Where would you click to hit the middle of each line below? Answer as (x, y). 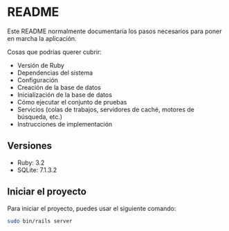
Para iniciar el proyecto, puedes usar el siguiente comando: (92, 208)
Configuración (38, 80)
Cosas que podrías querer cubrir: (55, 52)
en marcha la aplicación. (42, 38)
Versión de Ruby (40, 65)
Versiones (30, 146)
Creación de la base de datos (59, 87)
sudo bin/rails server (40, 221)
